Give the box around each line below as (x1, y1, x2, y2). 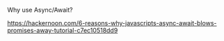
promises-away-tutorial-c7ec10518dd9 (7, 27, 118, 34)
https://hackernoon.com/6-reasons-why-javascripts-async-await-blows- (7, 19, 217, 27)
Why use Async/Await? (7, 6, 73, 14)
